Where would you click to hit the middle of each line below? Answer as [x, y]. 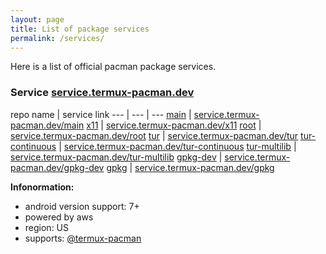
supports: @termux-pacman [83, 238]
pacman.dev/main [47, 125]
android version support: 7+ [82, 206]
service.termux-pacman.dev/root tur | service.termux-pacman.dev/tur [154, 135]
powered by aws [59, 217]
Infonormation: [42, 187]
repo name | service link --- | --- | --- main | [101, 114]
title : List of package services [80, 29]
